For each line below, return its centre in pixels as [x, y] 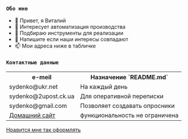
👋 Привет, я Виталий [40, 21]
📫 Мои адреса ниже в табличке [55, 46]
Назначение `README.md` [129, 77]
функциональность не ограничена [129, 115]
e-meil [42, 77]
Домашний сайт [32, 115]
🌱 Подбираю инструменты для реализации [69, 33]
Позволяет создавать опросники [128, 106]
